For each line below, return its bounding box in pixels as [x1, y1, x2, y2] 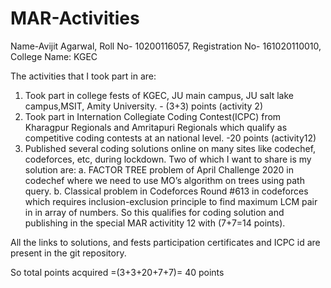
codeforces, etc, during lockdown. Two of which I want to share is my [24, 153, 312, 165]
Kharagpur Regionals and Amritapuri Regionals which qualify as [24, 121, 288, 133]
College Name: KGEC [10, 50, 98, 62]
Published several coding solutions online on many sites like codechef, [24, 142, 317, 154]
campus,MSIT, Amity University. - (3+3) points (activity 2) [24, 100, 264, 112]
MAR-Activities [10, 7, 140, 30]
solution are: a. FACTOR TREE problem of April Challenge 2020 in [24, 163, 294, 176]
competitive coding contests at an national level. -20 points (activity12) [24, 132, 317, 144]
